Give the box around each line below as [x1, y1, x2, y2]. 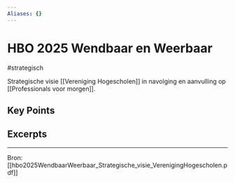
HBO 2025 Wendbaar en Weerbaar [7, 40, 213, 56]
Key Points [7, 104, 55, 116]
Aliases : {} [7, 10, 42, 17]
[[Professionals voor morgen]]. [7, 85, 96, 93]
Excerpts [7, 129, 48, 140]
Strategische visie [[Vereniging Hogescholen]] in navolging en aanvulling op [7, 77, 226, 85]
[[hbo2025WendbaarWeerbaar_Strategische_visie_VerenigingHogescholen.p [7, 161, 228, 169]
